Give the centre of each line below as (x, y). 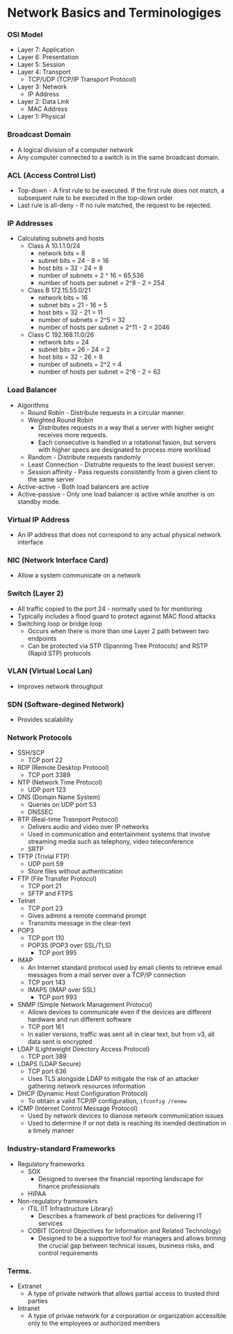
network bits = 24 (63, 342)
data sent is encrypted (60, 1042)
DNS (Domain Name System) (59, 797)
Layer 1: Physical (41, 116)
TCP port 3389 (49, 775)
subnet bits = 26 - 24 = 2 (74, 349)
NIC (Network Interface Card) (58, 560)
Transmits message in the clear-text (79, 923)
